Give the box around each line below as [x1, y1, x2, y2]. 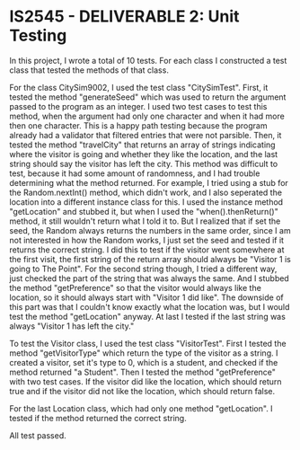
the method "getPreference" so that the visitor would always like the [9, 282, 262, 293]
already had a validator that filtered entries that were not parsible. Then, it [9, 129, 282, 140]
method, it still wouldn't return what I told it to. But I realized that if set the [9, 216, 281, 226]
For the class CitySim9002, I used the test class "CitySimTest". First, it [9, 82, 269, 93]
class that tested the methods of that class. [9, 65, 169, 75]
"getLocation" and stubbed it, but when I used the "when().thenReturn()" [9, 206, 278, 216]
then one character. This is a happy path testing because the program [9, 119, 268, 131]
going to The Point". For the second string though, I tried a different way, [9, 263, 278, 274]
